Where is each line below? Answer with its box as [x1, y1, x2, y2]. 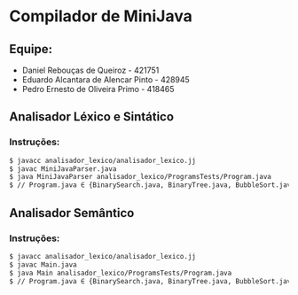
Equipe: [9, 42, 53, 57]
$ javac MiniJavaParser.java [9, 164, 117, 174]
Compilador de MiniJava [9, 6, 192, 27]
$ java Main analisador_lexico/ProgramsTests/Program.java [9, 268, 232, 277]
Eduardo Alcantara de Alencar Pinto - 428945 [21, 74, 191, 85]
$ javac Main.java [9, 260, 77, 269]
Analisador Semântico [9, 206, 135, 221]
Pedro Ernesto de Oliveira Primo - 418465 [21, 84, 175, 94]
